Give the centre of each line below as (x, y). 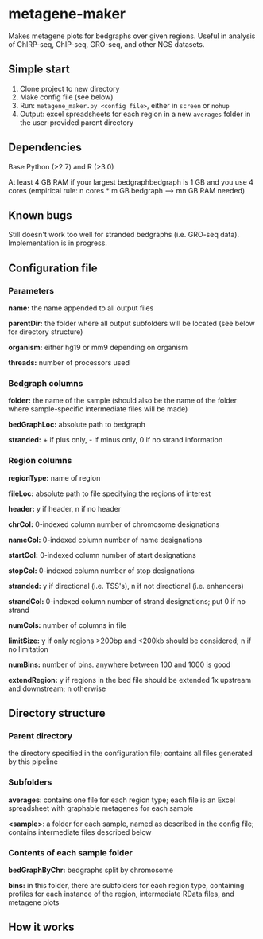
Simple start (39, 70)
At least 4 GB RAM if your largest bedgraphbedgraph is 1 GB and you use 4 (131, 182)
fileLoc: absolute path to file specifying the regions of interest (110, 493)
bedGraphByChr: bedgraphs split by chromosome (91, 870)
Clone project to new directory (70, 88)
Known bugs (41, 215)
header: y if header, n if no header (65, 508)
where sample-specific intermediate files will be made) (98, 409)
